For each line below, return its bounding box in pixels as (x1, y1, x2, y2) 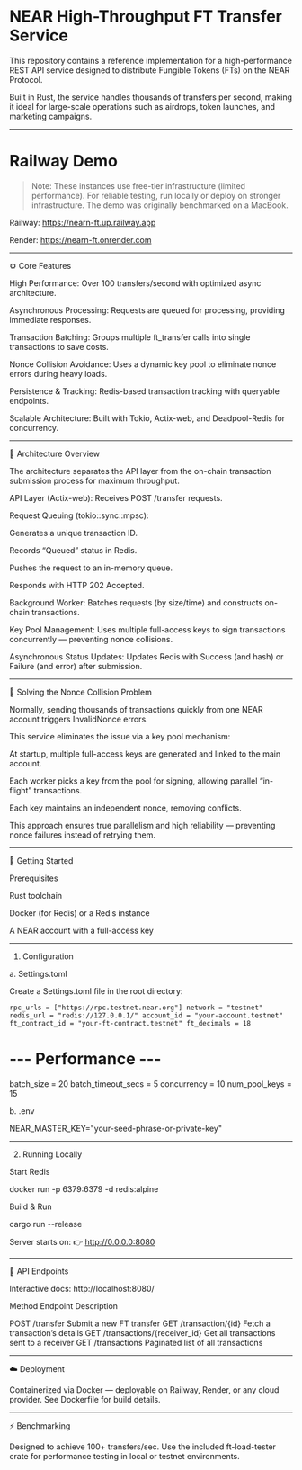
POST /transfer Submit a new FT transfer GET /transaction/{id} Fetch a (9, 1318, 271, 1329)
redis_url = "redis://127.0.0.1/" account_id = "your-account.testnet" (9, 1010, 283, 1020)
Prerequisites (9, 873, 58, 883)
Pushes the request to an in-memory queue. (9, 562, 173, 573)
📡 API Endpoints (9, 1266, 69, 1277)
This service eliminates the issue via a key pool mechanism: (9, 731, 231, 741)
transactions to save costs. (9, 341, 110, 352)
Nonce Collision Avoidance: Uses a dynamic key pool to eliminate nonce (9, 358, 277, 370)
